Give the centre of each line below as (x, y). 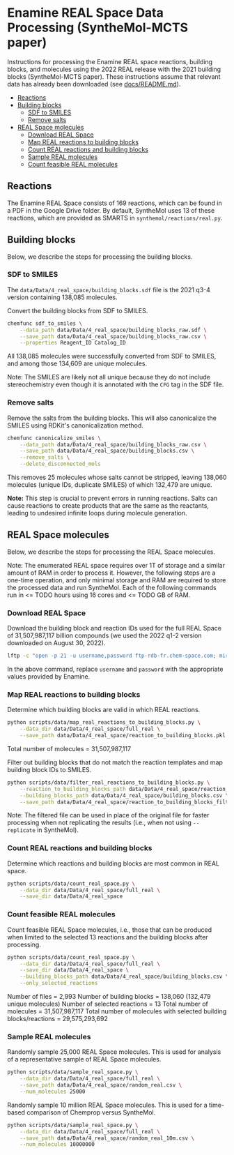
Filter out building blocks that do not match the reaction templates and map (115, 762)
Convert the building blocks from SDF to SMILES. (78, 310)
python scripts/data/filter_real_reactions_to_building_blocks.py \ (109, 783)
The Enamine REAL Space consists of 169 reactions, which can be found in (115, 203)
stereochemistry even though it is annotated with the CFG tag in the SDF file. (116, 384)
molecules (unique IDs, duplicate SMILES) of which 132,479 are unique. (110, 485)
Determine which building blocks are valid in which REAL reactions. (104, 710)
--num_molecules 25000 (53, 1092)
